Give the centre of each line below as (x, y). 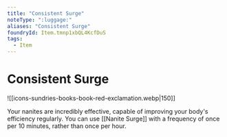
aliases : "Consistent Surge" (49, 26)
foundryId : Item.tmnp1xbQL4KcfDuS (57, 33)
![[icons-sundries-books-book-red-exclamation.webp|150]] (91, 98)
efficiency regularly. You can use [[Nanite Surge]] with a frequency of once (113, 119)
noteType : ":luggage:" (40, 20)
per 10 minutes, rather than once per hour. (67, 126)
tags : (15, 39)
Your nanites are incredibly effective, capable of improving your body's (108, 111)
